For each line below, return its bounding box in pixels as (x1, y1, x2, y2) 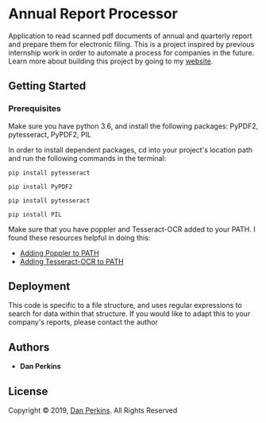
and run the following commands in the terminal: (8, 153, 167, 163)
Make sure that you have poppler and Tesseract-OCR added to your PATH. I (8, 224, 256, 234)
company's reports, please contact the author (8, 317, 159, 327)
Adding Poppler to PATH (19, 248, 99, 258)
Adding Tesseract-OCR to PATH (19, 256, 125, 266)
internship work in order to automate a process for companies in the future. (8, 48, 255, 57)
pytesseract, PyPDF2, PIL (8, 129, 91, 139)
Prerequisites (8, 103, 61, 114)
